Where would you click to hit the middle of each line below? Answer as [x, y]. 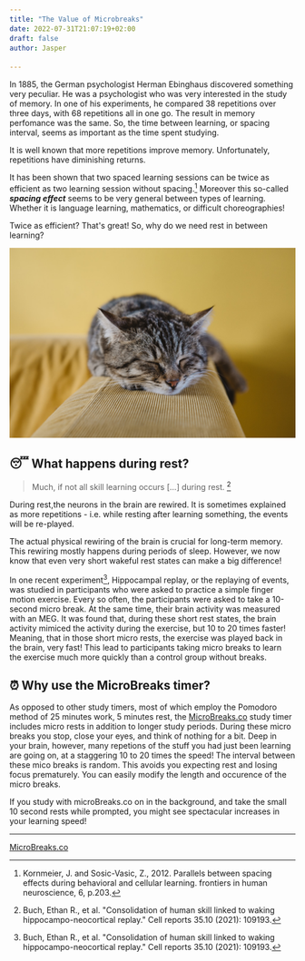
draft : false [34, 38]
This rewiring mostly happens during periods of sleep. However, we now [145, 551]
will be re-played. [42, 524]
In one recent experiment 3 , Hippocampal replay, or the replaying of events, [149, 579]
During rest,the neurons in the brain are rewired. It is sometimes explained [148, 505]
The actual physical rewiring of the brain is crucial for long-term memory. [146, 541]
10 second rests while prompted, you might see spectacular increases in [144, 811]
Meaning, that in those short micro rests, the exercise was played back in [146, 637]
